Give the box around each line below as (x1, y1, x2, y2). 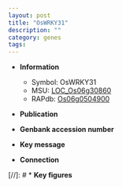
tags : (8, 41, 26, 49)
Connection (19, 155, 59, 165)
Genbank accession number (19, 125, 114, 134)
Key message (19, 140, 65, 149)
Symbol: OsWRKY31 (31, 78, 97, 87)
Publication (19, 109, 58, 119)
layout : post (8, 11, 51, 20)
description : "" (8, 26, 61, 34)
